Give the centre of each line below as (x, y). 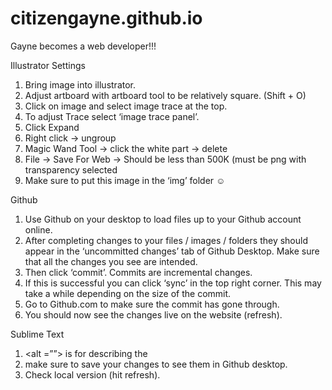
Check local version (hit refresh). (92, 374)
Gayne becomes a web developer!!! (83, 46)
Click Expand (52, 127)
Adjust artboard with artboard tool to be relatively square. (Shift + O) (165, 95)
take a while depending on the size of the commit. (128, 293)
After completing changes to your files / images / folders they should (166, 240)
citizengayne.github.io (106, 18)
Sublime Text (37, 334)
